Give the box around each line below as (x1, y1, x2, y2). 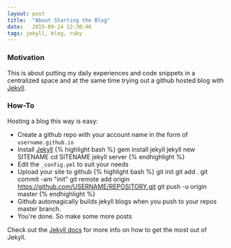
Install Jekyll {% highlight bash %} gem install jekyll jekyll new (17, 145, 196, 154)
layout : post (7, 10, 45, 17)
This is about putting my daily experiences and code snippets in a (7, 68, 196, 77)
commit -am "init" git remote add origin (17, 175, 130, 183)
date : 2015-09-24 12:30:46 (7, 23, 92, 30)
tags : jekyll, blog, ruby (7, 29, 82, 37)
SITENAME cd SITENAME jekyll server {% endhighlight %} (17, 152, 186, 161)
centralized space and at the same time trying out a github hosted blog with (7, 76, 224, 85)
